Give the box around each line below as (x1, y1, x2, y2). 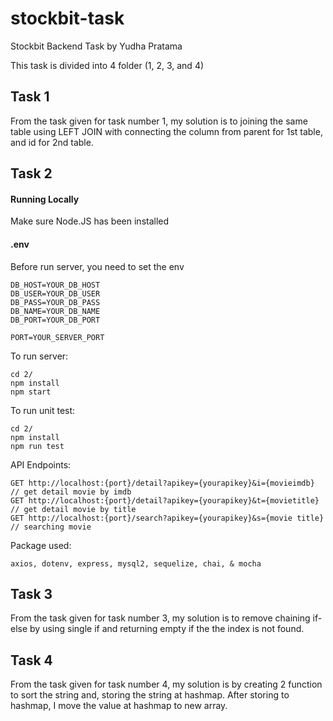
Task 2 (10, 165, 53, 182)
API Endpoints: (10, 458, 72, 471)
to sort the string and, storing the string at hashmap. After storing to (10, 689, 290, 701)
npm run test (10, 441, 65, 451)
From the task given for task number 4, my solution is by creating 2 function (10, 678, 323, 691)
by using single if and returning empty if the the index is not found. (29, 623, 305, 635)
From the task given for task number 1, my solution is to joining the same (10, 115, 308, 127)
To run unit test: (10, 404, 76, 416)
